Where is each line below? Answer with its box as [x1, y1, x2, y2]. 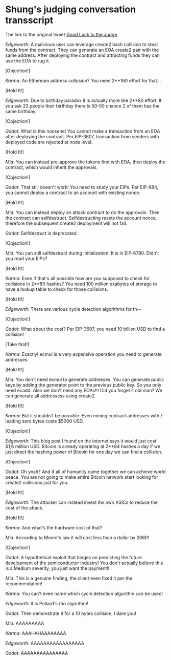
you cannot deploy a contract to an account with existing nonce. [5, 189, 140, 196]
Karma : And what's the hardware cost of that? [5, 524, 103, 530]
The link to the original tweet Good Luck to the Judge [5, 31, 117, 37]
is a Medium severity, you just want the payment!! [5, 565, 110, 571]
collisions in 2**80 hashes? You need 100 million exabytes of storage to [5, 281, 157, 287]
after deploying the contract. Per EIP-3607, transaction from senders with [5, 133, 159, 139]
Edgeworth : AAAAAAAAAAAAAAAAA [5, 640, 84, 646]
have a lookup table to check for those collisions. [5, 286, 109, 292]
